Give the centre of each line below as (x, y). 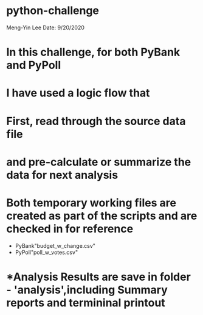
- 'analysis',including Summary (87, 290)
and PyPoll (34, 65)
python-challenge (53, 11)
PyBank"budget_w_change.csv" (55, 245)
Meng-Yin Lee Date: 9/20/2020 (46, 27)
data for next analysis (62, 175)
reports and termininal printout (86, 302)
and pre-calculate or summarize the (99, 162)
